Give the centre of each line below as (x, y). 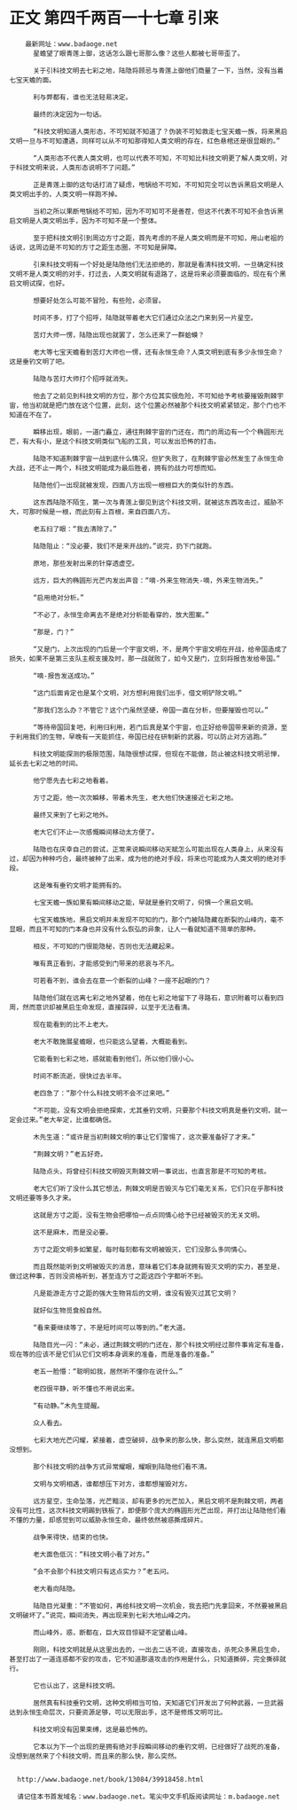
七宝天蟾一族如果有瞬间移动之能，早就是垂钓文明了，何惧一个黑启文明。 (145, 902)
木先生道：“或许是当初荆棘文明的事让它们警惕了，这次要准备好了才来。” (144, 1137)
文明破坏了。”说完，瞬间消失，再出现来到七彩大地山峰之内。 (102, 1615)
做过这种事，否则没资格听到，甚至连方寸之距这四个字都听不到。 (108, 1276)
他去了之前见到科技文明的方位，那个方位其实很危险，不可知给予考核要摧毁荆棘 (155, 396)
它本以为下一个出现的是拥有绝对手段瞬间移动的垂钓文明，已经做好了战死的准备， (158, 1747)
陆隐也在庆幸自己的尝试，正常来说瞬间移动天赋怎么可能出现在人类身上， (145, 849)
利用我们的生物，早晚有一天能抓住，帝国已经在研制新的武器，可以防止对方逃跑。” (141, 737)
